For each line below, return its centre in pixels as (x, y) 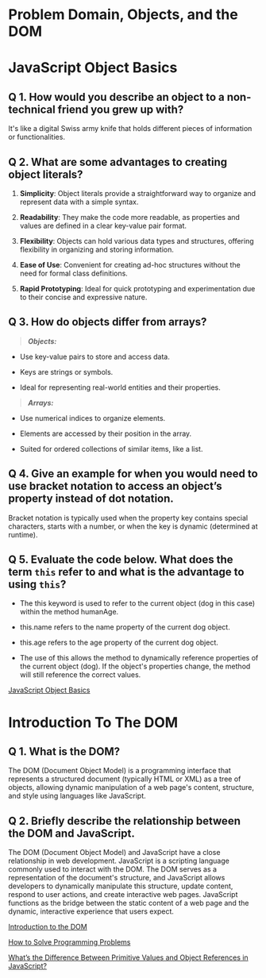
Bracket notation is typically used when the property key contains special (128, 518)
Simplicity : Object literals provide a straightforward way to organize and (138, 193)
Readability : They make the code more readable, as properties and (130, 217)
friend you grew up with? (121, 109)
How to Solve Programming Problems (69, 942)
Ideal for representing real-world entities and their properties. (120, 387)
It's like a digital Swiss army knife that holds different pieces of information (130, 129)
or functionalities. (37, 137)
